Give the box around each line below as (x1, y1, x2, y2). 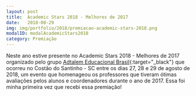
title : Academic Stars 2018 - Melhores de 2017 (6, 14, 128, 20)
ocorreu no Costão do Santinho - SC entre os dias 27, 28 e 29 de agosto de (6, 65, 191, 71)
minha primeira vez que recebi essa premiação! (6, 84, 123, 90)
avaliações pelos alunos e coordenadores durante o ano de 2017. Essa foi (6, 77, 185, 84)
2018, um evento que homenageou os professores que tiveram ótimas (6, 71, 177, 78)
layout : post (6, 8, 38, 15)
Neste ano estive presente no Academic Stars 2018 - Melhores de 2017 (6, 52, 180, 59)
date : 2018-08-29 (6, 19, 54, 25)
